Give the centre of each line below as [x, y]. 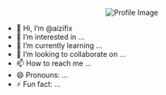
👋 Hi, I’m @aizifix [44, 28]
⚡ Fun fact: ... [38, 84]
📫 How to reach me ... [53, 63]
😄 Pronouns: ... [42, 75]
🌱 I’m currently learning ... [59, 45]
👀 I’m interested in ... [50, 37]
